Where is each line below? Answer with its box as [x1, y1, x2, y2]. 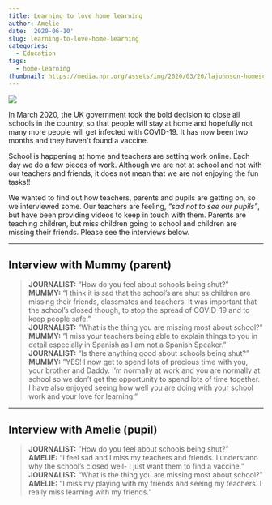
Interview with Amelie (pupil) [8, 422, 158, 436]
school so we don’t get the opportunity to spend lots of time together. [28, 374, 261, 384]
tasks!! [8, 177, 31, 186]
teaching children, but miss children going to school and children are [8, 218, 237, 228]
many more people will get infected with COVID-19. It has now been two [8, 126, 249, 136]
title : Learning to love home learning [8, 11, 143, 20]
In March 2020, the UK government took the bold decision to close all [8, 109, 240, 119]
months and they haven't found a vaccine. [8, 135, 149, 145]
